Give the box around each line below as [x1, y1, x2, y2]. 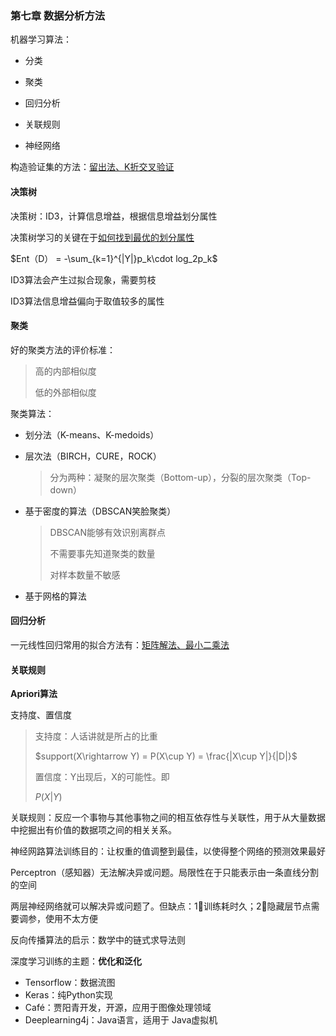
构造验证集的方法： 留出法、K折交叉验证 [10, 161, 175, 173]
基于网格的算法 [24, 590, 87, 602]
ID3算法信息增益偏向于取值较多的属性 [10, 295, 165, 307]
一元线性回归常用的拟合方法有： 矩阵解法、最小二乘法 [10, 638, 230, 651]
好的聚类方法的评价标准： [10, 343, 116, 356]
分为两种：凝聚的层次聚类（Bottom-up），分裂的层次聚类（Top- [49, 471, 312, 483]
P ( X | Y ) [34, 791, 63, 803]
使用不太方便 [44, 913, 98, 925]
